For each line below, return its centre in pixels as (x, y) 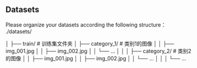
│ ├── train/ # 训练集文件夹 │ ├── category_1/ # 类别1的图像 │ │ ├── (90, 43)
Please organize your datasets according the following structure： (86, 25)
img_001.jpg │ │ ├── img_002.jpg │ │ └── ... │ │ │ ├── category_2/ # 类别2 (98, 51)
